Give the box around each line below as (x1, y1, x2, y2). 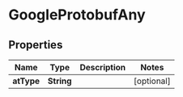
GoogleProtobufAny (8, 6, 146, 24)
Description (79, 62, 126, 73)
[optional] (133, 75, 172, 86)
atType (12, 75, 40, 86)
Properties (8, 38, 63, 52)
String (47, 75, 72, 86)
